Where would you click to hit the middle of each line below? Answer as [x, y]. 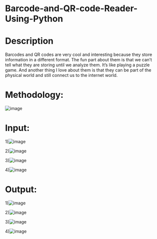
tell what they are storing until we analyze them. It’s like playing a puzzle [78, 65]
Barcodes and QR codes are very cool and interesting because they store [79, 55]
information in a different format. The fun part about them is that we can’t [78, 60]
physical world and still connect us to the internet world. [61, 75]
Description [29, 41]
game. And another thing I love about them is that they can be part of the [78, 70]
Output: [21, 190]
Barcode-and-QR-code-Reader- [71, 9]
